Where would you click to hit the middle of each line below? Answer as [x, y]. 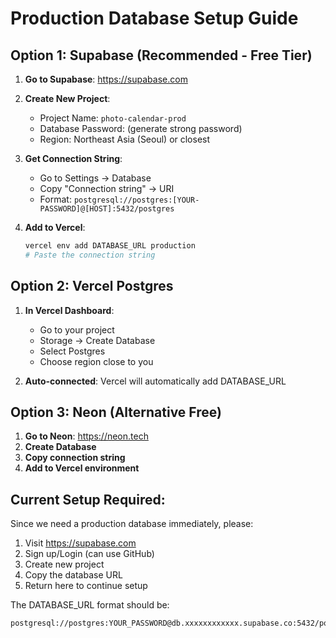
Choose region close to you [96, 361]
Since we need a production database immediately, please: [132, 524]
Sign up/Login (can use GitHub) [89, 554]
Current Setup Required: [88, 499]
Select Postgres [72, 351]
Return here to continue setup [86, 586]
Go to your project [77, 329]
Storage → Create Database [97, 340]
